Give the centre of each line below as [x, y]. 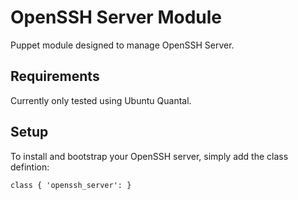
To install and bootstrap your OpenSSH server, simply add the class [149, 156]
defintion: [30, 167]
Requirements [55, 76]
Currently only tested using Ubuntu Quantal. [101, 100]
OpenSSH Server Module [116, 17]
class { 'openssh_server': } [71, 185]
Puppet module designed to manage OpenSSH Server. [122, 45]
